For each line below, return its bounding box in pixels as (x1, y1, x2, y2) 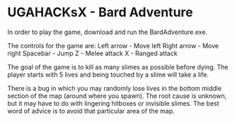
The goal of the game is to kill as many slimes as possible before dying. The (7, 62, 229, 71)
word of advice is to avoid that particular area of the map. (7, 106, 175, 115)
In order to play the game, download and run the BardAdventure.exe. (7, 28, 207, 36)
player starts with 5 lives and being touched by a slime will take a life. (7, 70, 209, 79)
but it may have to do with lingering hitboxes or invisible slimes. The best (7, 99, 219, 107)
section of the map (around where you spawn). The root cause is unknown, (7, 91, 227, 100)
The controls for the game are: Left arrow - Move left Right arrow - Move (7, 41, 219, 50)
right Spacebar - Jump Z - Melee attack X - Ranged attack (7, 49, 178, 57)
